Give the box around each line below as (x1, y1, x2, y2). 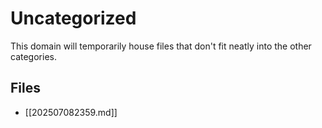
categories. (10, 50, 57, 62)
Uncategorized (10, 7, 137, 30)
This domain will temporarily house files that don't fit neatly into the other (10, 40, 312, 52)
